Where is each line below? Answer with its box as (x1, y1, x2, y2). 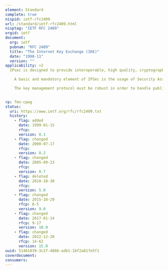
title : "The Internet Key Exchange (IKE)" (9, 49, 99, 54)
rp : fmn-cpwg (5, 99, 32, 104)
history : (9, 113, 28, 118)
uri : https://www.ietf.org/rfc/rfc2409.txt (9, 108, 101, 114)
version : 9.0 (18, 206, 46, 211)
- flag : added (14, 118, 43, 123)
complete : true (5, 12, 37, 17)
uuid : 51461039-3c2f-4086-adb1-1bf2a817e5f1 (5, 248, 99, 253)
